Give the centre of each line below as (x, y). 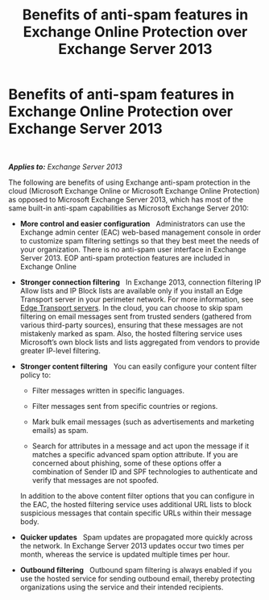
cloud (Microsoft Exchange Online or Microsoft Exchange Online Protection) (134, 190)
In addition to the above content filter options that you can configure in (137, 496)
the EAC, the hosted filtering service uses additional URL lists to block (136, 504)
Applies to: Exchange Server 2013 (65, 166)
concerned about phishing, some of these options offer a (126, 463)
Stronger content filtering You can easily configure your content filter (138, 366)
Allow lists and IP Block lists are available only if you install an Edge (131, 290)
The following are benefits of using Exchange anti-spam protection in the (130, 182)
